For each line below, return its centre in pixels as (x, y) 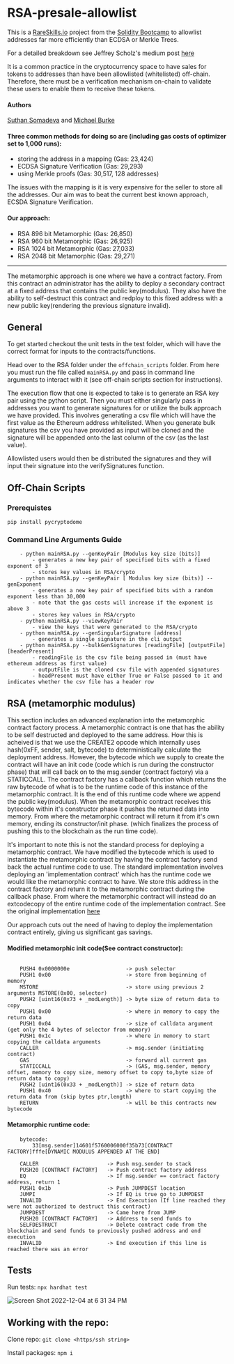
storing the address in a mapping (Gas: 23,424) (85, 159)
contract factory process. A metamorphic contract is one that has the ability (116, 728)
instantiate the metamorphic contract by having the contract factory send (112, 860)
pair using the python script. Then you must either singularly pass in (105, 401)
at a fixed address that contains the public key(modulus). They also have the (117, 290)
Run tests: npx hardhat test (47, 1287)
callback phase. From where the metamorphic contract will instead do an (112, 897)
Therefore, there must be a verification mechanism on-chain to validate (109, 81)
